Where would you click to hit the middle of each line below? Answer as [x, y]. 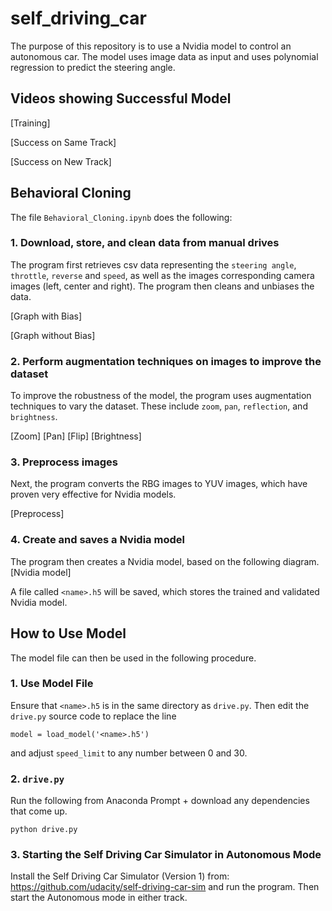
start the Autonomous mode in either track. [99, 898]
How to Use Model [68, 633]
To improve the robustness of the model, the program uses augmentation [161, 396]
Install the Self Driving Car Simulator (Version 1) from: [120, 876]
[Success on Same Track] [63, 142]
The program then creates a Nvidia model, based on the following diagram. [165, 561]
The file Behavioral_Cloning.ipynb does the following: [121, 217]
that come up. [39, 811]
